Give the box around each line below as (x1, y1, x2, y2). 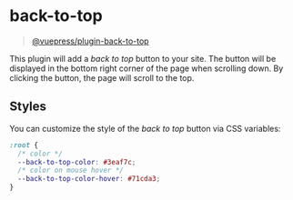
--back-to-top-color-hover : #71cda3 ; (17, 175, 161, 184)
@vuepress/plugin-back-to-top (31, 35, 149, 46)
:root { (9, 140, 39, 150)
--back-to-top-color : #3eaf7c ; (17, 157, 136, 166)
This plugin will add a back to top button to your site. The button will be (9, 53, 277, 64)
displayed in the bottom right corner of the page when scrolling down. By (9, 63, 284, 74)
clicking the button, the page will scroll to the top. (9, 72, 195, 83)
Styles (9, 99, 47, 115)
